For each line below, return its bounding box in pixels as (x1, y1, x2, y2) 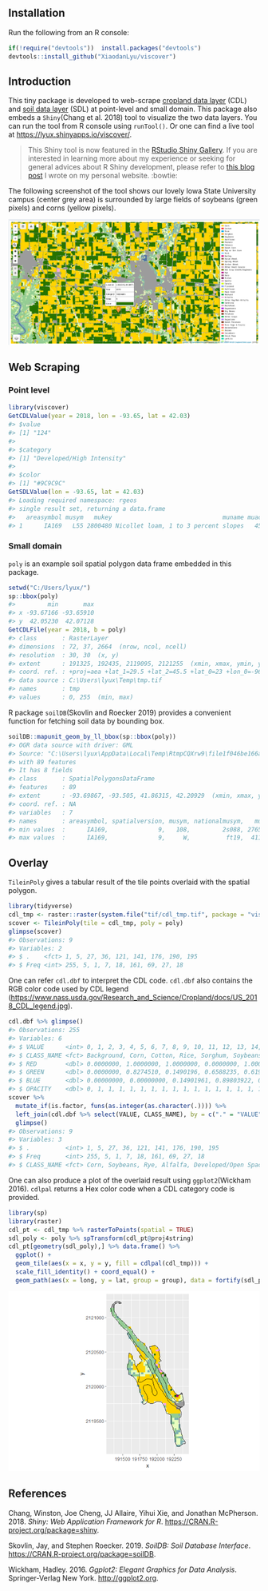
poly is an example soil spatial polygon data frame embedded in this (8, 559, 232, 568)
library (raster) (8, 1217, 62, 1226)
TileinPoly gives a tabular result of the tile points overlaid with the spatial (8, 877, 250, 887)
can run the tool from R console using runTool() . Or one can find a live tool (8, 122, 254, 131)
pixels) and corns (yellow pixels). (8, 203, 116, 213)
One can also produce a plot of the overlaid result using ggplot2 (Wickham (8, 1175, 251, 1185)
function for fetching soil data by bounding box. (8, 716, 165, 726)
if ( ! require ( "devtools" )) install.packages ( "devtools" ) (8, 44, 202, 52)
